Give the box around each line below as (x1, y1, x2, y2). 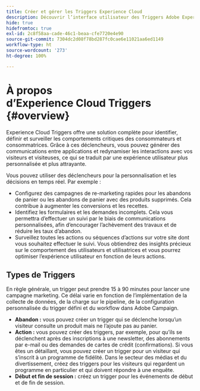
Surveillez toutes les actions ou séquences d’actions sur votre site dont (14, 234, 189, 241)
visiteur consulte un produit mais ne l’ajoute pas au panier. (14, 322, 158, 330)
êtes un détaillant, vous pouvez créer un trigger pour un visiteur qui (14, 348, 180, 355)
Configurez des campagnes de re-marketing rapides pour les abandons (14, 190, 192, 197)
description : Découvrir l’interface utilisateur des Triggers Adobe (6, 14, 180, 20)
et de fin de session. (14, 379, 65, 386)
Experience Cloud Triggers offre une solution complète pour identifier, (6, 128, 179, 135)
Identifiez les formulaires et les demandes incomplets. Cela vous (14, 209, 174, 216)
